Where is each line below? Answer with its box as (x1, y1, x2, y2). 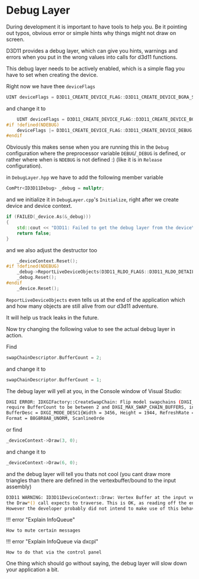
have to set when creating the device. (6, 71, 98, 78)
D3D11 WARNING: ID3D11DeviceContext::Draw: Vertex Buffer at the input (6, 494, 187, 500)
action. (6, 332, 23, 339)
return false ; (17, 230, 52, 236)
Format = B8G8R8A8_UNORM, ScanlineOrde (6, 416, 105, 422)
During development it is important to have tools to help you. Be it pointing (6, 23, 188, 30)
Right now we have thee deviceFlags (6, 82, 96, 89)
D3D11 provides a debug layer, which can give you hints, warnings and (6, 47, 178, 54)
